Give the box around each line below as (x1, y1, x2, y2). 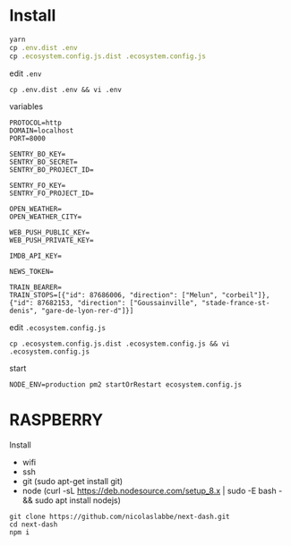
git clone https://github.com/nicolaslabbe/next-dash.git (9, 512, 230, 521)
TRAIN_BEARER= (9, 283, 63, 292)
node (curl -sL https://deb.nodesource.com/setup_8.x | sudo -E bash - (21, 485, 283, 496)
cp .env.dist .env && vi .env (9, 85, 123, 94)
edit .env (9, 68, 42, 79)
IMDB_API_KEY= (9, 252, 63, 260)
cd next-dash (9, 520, 58, 529)
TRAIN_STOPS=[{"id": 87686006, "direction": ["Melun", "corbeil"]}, (9, 290, 270, 300)
